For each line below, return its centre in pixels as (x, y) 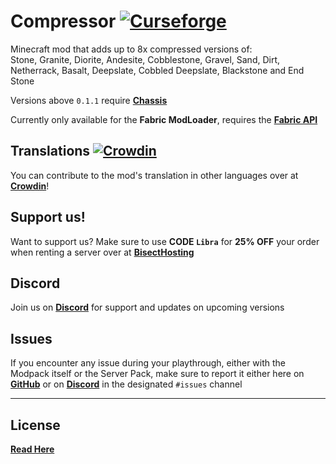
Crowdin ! (30, 186)
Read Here (32, 449)
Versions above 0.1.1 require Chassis (89, 100)
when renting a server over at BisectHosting (102, 252)
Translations (50, 151)
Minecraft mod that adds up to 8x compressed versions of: (131, 49)
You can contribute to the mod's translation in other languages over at (154, 175)
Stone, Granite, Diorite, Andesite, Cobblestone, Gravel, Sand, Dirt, (145, 59)
